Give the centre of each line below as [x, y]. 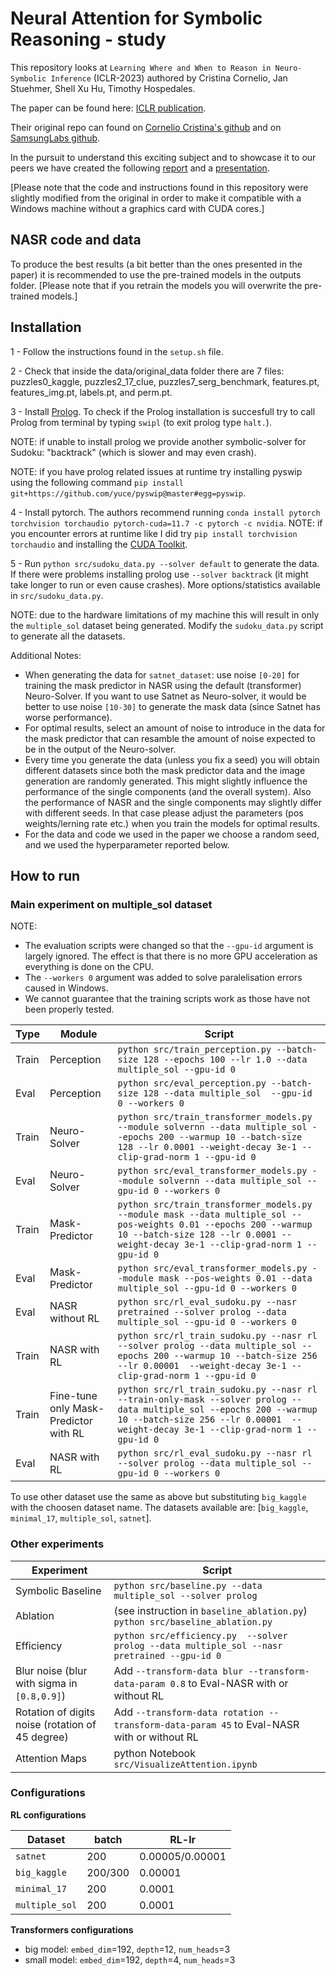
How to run [45, 875]
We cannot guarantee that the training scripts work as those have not [167, 999]
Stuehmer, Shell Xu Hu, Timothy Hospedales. [103, 88]
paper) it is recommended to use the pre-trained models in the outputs [156, 274]
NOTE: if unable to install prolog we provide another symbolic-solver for [158, 441]
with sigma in [46, 1683]
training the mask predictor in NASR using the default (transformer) [163, 685]
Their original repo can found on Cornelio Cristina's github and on [146, 127]
